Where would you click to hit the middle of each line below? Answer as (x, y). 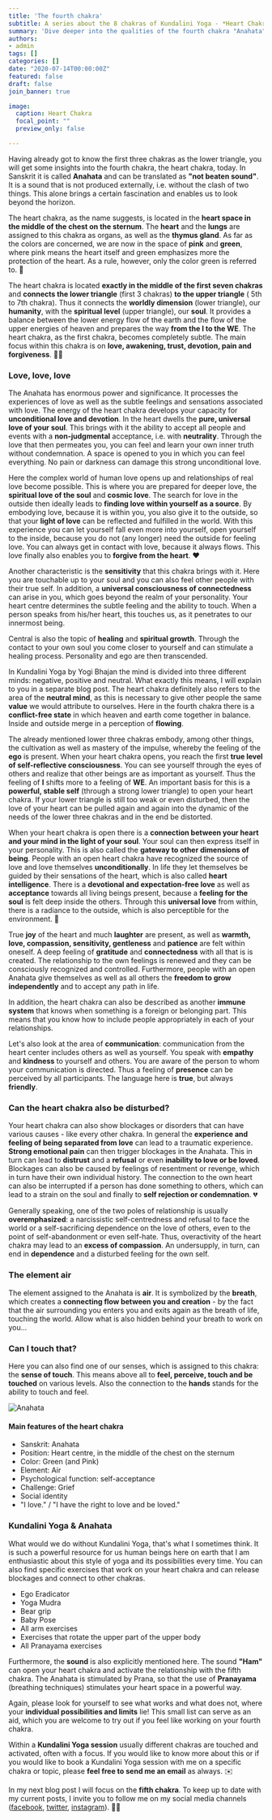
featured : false (36, 76)
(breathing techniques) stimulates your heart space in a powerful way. (125, 1687)
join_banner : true (39, 91)
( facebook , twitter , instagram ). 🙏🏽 (65, 1807)
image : (19, 106)
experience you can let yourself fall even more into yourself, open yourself (132, 530)
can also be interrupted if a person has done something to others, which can (136, 1186)
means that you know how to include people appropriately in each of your (132, 1019)
